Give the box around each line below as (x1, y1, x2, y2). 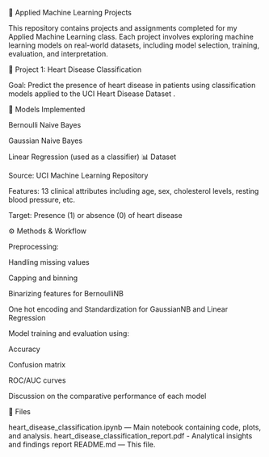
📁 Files (8, 407, 31, 416)
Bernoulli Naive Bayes (8, 120, 82, 129)
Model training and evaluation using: (8, 329, 129, 338)
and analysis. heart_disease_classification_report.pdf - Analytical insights (8, 431, 253, 440)
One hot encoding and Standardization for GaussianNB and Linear (8, 304, 229, 314)
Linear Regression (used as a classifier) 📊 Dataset (8, 152, 176, 161)
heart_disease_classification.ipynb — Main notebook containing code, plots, (8, 422, 261, 432)
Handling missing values (8, 258, 90, 266)
